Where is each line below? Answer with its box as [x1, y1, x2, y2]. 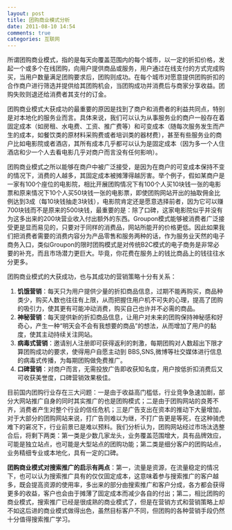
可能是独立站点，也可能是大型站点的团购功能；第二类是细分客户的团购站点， [7, 440, 225, 448]
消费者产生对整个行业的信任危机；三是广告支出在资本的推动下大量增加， [19, 406, 225, 414]
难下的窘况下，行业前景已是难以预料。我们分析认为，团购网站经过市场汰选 [7, 423, 219, 431]
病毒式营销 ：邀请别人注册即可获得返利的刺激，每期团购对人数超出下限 [17, 339, 217, 348]
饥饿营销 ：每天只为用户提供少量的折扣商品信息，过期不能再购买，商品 [17, 287, 217, 296]
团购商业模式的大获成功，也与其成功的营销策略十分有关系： [7, 272, 177, 281]
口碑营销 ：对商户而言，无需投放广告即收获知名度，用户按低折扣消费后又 [17, 365, 223, 373]
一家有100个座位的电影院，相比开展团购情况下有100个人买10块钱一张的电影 [7, 180, 222, 189]
